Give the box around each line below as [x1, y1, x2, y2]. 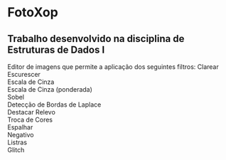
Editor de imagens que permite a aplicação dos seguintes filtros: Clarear [7, 63, 219, 71]
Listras [7, 138, 27, 146]
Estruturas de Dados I [7, 43, 105, 55]
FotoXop [7, 4, 58, 21]
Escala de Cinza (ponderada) [7, 85, 92, 93]
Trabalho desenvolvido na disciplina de [7, 33, 185, 45]
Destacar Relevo [7, 108, 55, 116]
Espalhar [7, 123, 33, 132]
